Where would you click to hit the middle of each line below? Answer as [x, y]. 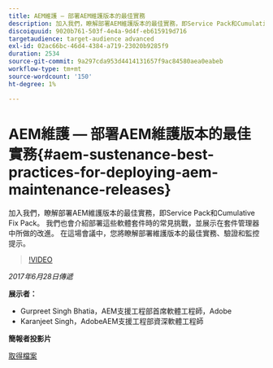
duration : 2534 [34, 54]
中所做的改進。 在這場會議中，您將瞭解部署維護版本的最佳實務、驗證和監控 [134, 234]
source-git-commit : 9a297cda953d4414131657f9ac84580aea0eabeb [116, 62]
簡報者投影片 [30, 339]
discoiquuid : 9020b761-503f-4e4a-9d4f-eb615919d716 [97, 31]
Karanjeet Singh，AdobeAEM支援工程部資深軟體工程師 [112, 322]
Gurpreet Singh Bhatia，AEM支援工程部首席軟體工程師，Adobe [126, 311]
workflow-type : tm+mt [45, 69]
